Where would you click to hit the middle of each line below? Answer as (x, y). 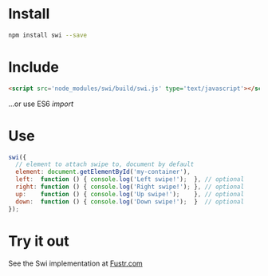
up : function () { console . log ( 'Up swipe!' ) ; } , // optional (130, 194)
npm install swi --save (48, 35)
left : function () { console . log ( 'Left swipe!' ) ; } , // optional (130, 179)
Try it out (39, 241)
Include (34, 67)
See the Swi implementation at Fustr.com (76, 263)
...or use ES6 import (41, 104)
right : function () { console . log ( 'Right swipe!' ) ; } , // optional (130, 187)
